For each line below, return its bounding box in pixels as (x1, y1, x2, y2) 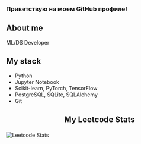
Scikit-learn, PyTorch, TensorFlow (14, 84, 98, 92)
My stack (6, 56, 41, 67)
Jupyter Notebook (14, 78, 59, 85)
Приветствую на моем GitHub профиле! (6, 5, 127, 13)
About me (6, 23, 43, 33)
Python (14, 72, 33, 79)
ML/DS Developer (6, 39, 50, 46)
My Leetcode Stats (64, 114, 135, 124)
